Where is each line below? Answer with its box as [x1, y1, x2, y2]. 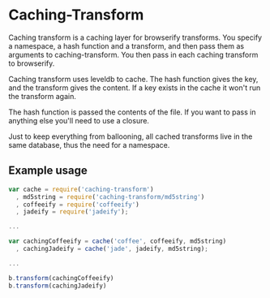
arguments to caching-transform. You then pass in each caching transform [8, 50, 259, 59]
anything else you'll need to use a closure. [8, 115, 150, 125]
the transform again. [8, 91, 77, 101]
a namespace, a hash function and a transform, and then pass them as [8, 41, 245, 50]
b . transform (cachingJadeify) [8, 282, 107, 290]
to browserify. [8, 58, 55, 68]
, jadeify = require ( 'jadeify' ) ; [15, 208, 129, 216]
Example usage [8, 164, 88, 178]
